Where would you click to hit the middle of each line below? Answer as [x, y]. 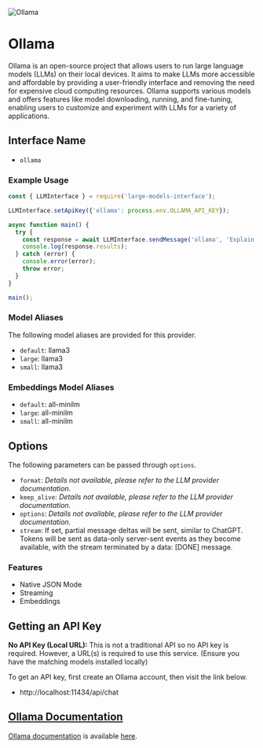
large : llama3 [41, 358]
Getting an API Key [55, 626]
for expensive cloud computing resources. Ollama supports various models [130, 91]
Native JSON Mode [51, 585]
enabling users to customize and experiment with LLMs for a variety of [122, 107]
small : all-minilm [46, 421]
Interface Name [47, 141]
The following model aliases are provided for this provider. [102, 335]
